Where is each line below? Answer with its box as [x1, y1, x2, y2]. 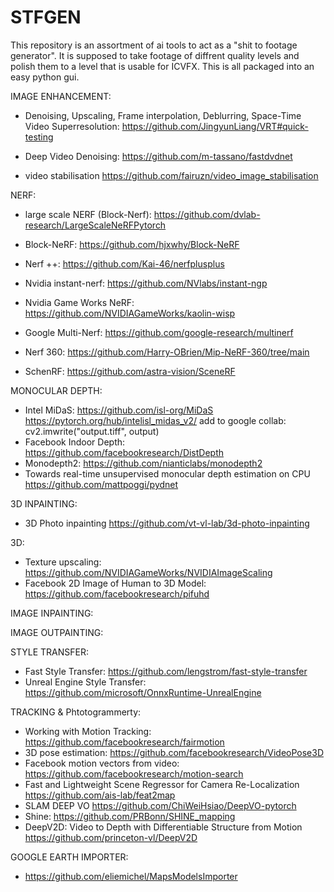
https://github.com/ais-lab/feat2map [24, 789, 176, 801]
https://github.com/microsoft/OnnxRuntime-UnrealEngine [24, 686, 262, 698]
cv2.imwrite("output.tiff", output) [24, 425, 160, 437]
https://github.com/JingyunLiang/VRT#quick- [121, 120, 309, 132]
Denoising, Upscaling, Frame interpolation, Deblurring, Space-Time [24, 109, 302, 121]
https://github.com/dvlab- [153, 208, 261, 220]
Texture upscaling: [24, 556, 102, 568]
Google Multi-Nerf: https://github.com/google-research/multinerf [24, 326, 294, 338]
